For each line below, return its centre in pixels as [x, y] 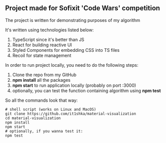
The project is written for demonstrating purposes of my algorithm [73, 20]
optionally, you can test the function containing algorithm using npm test [86, 90]
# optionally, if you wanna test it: [44, 131]
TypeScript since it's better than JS [48, 39]
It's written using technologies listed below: [50, 30]
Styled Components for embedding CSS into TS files [66, 50]
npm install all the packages [41, 80]
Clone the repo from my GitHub [44, 75]
